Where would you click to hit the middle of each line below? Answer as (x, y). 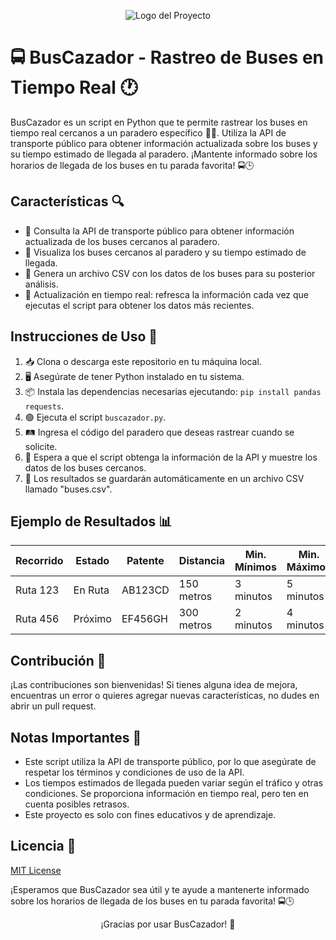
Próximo (92, 619)
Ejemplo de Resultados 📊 (91, 521)
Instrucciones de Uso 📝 (84, 336)
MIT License (36, 870)
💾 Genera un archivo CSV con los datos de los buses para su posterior (170, 273)
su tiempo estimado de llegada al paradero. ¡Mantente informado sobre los (164, 154)
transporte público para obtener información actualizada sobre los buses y (164, 143)
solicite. (41, 446)
